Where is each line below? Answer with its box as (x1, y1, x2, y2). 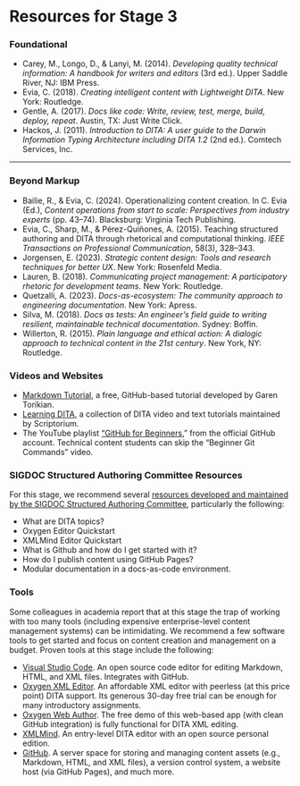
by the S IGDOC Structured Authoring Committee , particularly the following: (9, 499, 285, 510)
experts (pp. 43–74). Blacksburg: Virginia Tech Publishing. (21, 214, 237, 224)
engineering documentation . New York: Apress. (21, 300, 197, 310)
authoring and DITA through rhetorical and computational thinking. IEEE (21, 232, 285, 243)
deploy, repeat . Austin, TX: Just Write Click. (21, 115, 183, 126)
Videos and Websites (9, 369, 104, 382)
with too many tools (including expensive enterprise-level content (9, 615, 251, 627)
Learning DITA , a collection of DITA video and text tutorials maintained (21, 409, 281, 419)
